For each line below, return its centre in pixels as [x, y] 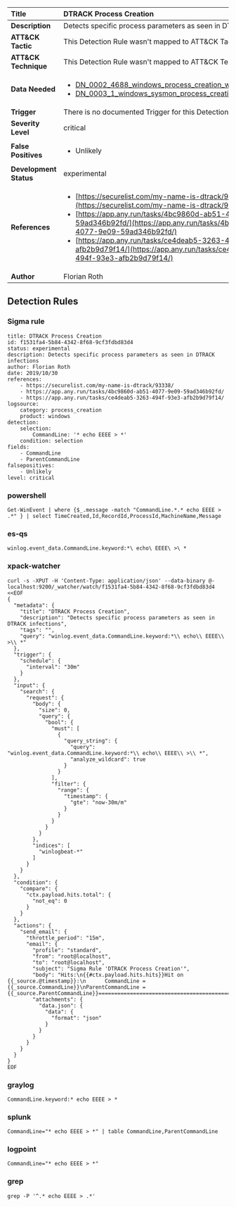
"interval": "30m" [53, 667]
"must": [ [66, 728]
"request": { [45, 697]
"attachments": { [58, 999]
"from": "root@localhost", [72, 956]
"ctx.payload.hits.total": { [68, 895]
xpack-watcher [34, 566]
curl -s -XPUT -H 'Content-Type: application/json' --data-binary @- [111, 581]
